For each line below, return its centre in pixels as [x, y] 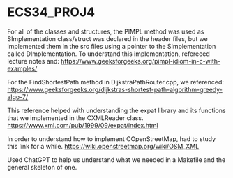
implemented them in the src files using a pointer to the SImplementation [112, 46]
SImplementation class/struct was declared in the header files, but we [107, 38]
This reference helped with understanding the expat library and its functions [116, 110]
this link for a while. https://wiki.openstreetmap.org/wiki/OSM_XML [103, 146]
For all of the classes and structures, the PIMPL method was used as [106, 31]
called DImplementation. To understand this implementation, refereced [109, 54]
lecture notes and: [33, 61]
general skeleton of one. [42, 167]
